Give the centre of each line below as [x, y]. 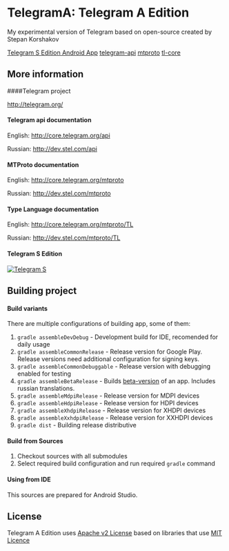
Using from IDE [29, 479]
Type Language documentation [53, 209]
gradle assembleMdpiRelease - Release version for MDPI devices [108, 396]
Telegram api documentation [49, 120]
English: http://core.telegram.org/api [59, 135]
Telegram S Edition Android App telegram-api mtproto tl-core [94, 52]
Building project [42, 290]
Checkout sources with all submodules [72, 456]
